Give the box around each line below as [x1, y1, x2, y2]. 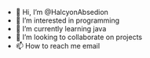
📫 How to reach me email [15, 42, 101, 50]
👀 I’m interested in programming [15, 16, 120, 25]
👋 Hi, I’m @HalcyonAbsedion [15, 8, 108, 16]
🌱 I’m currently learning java [15, 24, 107, 33]
